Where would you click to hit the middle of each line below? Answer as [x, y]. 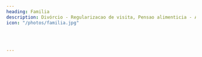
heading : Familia [28, 12]
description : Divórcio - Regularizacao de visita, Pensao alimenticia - [99, 17]
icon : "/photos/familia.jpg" [43, 23]
